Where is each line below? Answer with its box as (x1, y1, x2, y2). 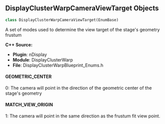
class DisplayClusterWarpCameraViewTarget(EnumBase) (5, 17, 119, 22)
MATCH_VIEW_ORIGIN (5, 102, 53, 108)
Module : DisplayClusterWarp (12, 56, 73, 63)
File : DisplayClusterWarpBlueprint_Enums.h (12, 62, 104, 68)
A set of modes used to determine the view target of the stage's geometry (5, 26, 160, 32)
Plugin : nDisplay (12, 51, 47, 57)
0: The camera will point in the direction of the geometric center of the (5, 85, 152, 91)
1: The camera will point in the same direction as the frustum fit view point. (5, 113, 160, 119)
